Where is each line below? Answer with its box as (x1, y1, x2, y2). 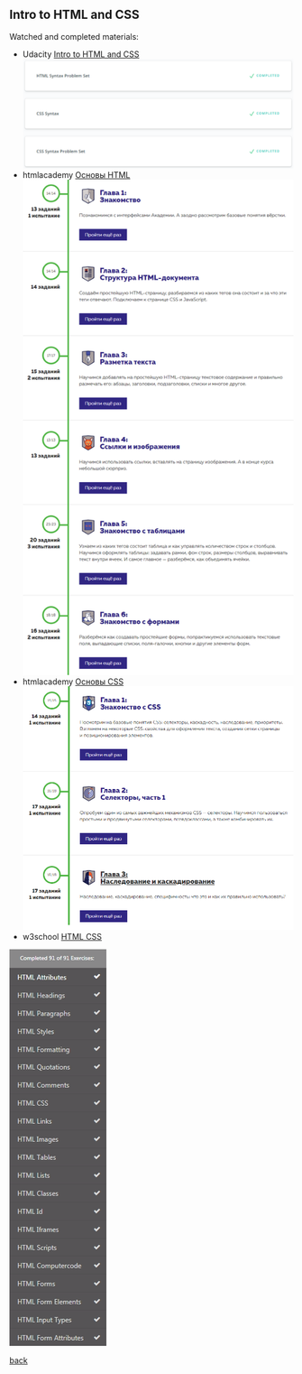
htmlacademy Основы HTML (22, 170, 131, 181)
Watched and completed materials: (9, 31, 140, 42)
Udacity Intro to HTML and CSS (22, 49, 140, 60)
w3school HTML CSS (22, 932, 102, 942)
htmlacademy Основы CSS (22, 676, 124, 687)
